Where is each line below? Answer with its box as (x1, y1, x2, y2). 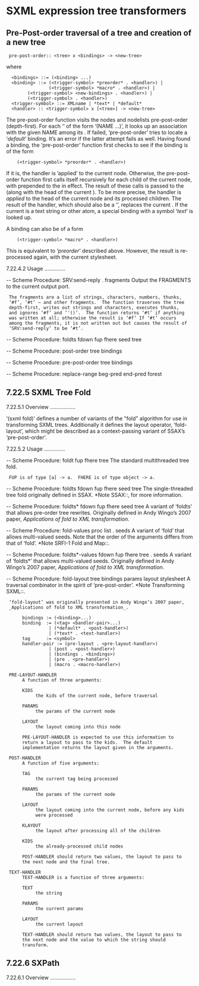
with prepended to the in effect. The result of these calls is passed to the (6, 182, 184, 189)
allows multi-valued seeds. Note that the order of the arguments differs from (6, 533, 193, 540)
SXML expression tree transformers (6, 4, 187, 18)
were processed (35, 812, 73, 818)
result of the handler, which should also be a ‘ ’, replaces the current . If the (6, 201, 188, 208)
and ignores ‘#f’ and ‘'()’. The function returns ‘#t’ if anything (8, 310, 185, 316)
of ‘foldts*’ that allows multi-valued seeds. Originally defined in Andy (6, 557, 175, 565)
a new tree (6, 37, 46, 47)
